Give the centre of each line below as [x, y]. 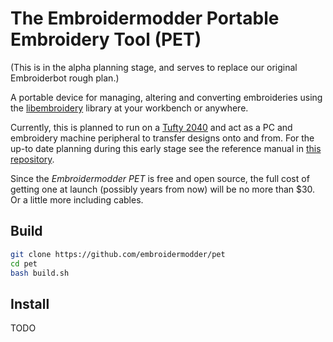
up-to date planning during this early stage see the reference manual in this [166, 148]
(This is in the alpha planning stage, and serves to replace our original [154, 67]
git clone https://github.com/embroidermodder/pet [118, 254]
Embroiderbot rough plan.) [65, 78]
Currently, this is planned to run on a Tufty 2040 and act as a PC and [151, 127]
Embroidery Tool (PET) [106, 39]
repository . [32, 159]
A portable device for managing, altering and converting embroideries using [166, 97]
